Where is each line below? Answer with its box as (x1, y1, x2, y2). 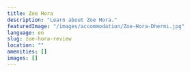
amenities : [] (7, 49, 48, 56)
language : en (7, 29, 44, 36)
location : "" (7, 42, 44, 49)
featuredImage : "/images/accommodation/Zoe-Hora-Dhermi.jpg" (7, 23, 185, 29)
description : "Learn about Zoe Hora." (7, 16, 118, 23)
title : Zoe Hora (7, 10, 53, 17)
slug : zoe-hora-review (7, 36, 72, 43)
